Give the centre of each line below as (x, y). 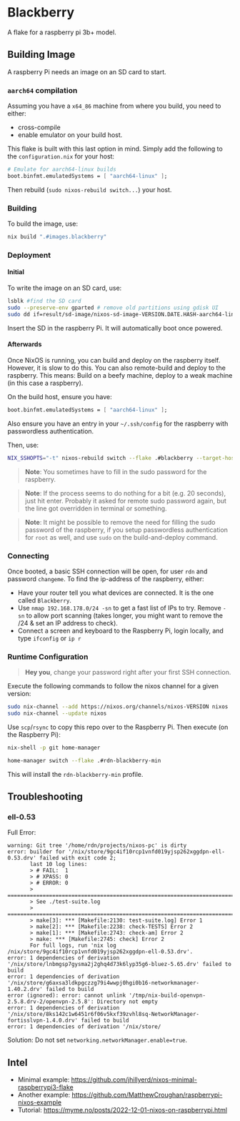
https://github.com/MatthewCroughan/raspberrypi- (147, 1095)
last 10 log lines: (59, 865)
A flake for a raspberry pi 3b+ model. (62, 32)
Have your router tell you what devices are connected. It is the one (116, 593)
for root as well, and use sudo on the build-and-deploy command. (121, 537)
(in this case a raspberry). (45, 383)
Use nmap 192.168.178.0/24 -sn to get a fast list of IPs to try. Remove (119, 608)
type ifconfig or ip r (49, 638)
